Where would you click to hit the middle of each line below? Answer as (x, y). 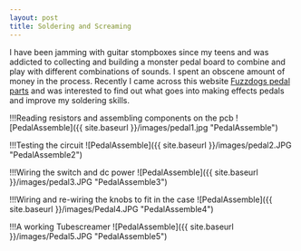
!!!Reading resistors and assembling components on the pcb (121, 118)
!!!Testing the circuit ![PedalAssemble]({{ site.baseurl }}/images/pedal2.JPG (150, 145)
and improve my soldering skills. (69, 100)
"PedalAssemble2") (46, 154)
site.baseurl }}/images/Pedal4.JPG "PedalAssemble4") (112, 208)
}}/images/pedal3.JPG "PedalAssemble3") (88, 181)
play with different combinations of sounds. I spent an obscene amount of (147, 71)
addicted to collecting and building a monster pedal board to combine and (147, 62)
